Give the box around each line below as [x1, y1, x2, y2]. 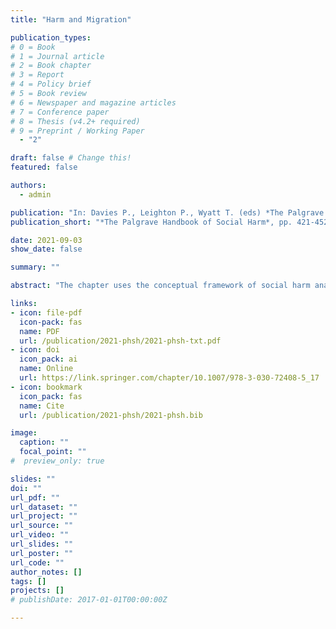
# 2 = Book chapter [10, 61, 92, 71]
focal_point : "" [19, 447, 87, 457]
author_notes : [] [10, 567, 83, 577]
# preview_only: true [10, 456, 105, 466]
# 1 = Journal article [10, 51, 105, 61]
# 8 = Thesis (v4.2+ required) [10, 116, 141, 126]
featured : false [10, 162, 78, 173]
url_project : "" [10, 511, 78, 521]
